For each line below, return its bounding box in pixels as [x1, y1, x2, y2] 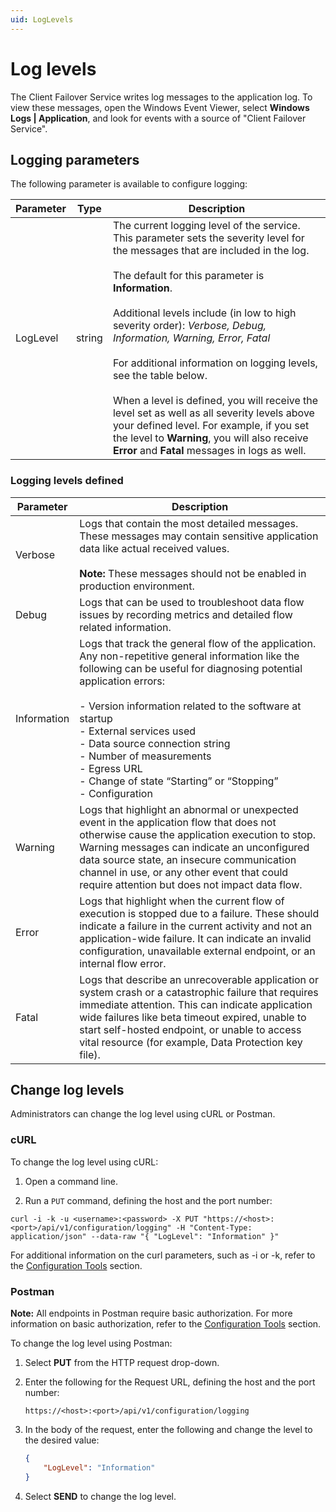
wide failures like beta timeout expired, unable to [79, 1010, 307, 1024]
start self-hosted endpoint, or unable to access [79, 1022, 302, 1036]
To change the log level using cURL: [10, 1156, 159, 1168]
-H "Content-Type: [175, 1222, 253, 1233]
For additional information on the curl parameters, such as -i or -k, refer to [10, 1249, 316, 1261]
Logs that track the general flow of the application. [79, 636, 317, 650]
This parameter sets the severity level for [112, 231, 305, 245]
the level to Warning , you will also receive [112, 431, 309, 445]
